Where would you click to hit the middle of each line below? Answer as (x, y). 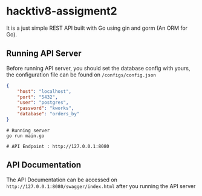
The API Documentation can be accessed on (62, 180)
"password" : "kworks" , (46, 108)
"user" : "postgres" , (43, 103)
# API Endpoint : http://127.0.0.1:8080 (58, 146)
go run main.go (25, 136)
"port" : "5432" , (38, 97)
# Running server (28, 130)
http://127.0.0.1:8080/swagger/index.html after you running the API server (101, 186)
